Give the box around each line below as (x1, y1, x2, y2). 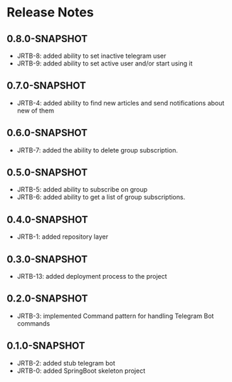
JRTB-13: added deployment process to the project (16, 272, 168, 281)
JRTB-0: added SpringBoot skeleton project (16, 366, 146, 375)
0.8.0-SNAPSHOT (6, 33, 88, 45)
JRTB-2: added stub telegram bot (16, 358, 115, 367)
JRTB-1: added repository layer (16, 232, 108, 241)
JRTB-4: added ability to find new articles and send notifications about (16, 98, 225, 107)
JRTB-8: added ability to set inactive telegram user (16, 51, 167, 60)
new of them (16, 106, 55, 115)
